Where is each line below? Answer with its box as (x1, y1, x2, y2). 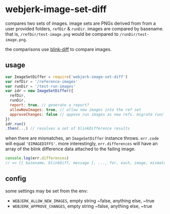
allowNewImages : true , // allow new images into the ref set (10, 107, 142, 112)
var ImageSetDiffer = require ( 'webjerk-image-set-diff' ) (5, 74, 128, 79)
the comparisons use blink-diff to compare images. (5, 46, 112, 52)
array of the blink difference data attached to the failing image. (5, 146, 136, 152)
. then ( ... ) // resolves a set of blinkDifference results (5, 126, 130, 131)
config (5, 175, 26, 183)
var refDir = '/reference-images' (5, 79, 78, 84)
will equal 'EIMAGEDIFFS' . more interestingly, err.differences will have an (5, 141, 158, 147)
